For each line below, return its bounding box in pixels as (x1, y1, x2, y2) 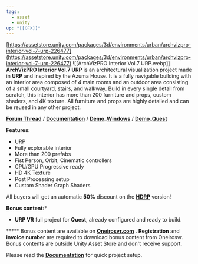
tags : (6, 8, 19, 15)
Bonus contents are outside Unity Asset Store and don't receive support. (6, 240, 183, 247)
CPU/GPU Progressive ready (14, 163, 84, 170)
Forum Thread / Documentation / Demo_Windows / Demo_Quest (6, 115, 167, 123)
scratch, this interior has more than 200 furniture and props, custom (6, 91, 171, 98)
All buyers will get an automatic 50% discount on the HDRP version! (6, 193, 171, 200)
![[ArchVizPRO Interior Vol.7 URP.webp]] (72, 60, 170, 67)
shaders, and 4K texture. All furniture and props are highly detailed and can (6, 98, 190, 105)
